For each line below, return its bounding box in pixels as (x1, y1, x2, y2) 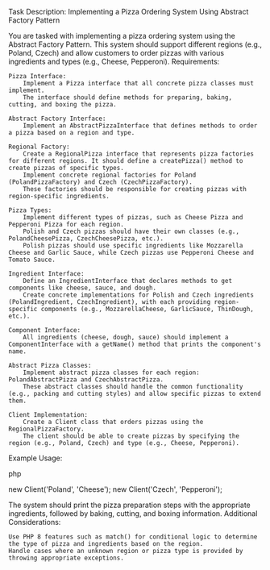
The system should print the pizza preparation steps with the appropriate (8, 500, 251, 510)
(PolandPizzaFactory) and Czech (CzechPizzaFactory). (8, 178, 193, 186)
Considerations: (8, 518, 61, 526)
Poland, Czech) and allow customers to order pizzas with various (8, 48, 224, 57)
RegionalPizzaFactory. (8, 425, 85, 433)
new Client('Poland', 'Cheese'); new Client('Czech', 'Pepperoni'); (8, 485, 223, 494)
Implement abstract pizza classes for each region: (23, 368, 200, 377)
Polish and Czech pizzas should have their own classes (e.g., (23, 227, 240, 235)
